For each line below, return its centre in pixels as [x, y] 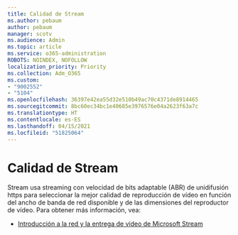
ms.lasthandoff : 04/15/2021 [49, 126]
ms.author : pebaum [34, 21]
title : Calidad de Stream [45, 14]
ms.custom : [23, 80]
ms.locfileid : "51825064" [45, 133]
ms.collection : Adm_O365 [44, 73]
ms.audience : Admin [36, 40]
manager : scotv [30, 34]
